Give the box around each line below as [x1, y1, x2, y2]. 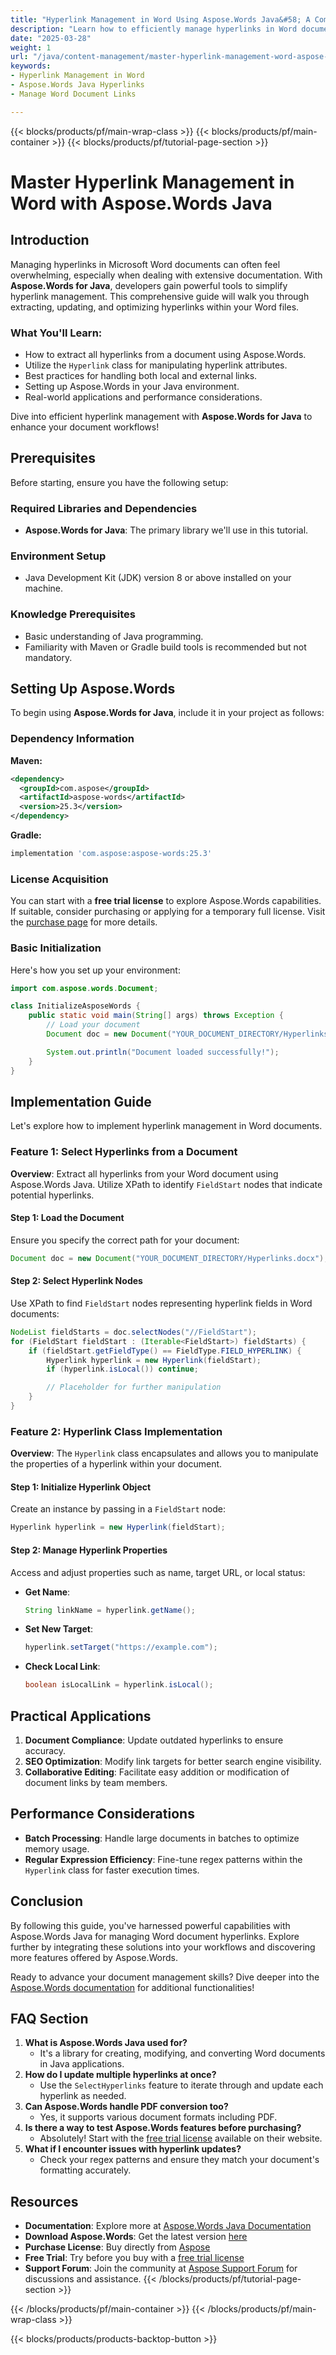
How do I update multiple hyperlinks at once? [24, 2069, 217, 2081]
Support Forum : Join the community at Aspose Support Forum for [24, 2262, 298, 2275]
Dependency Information [10, 732, 135, 746]
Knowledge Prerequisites [10, 607, 136, 621]
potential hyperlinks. [10, 1189, 95, 1201]
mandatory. [24, 651, 73, 663]
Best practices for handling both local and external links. [24, 369, 258, 381]
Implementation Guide [10, 1093, 152, 1110]
